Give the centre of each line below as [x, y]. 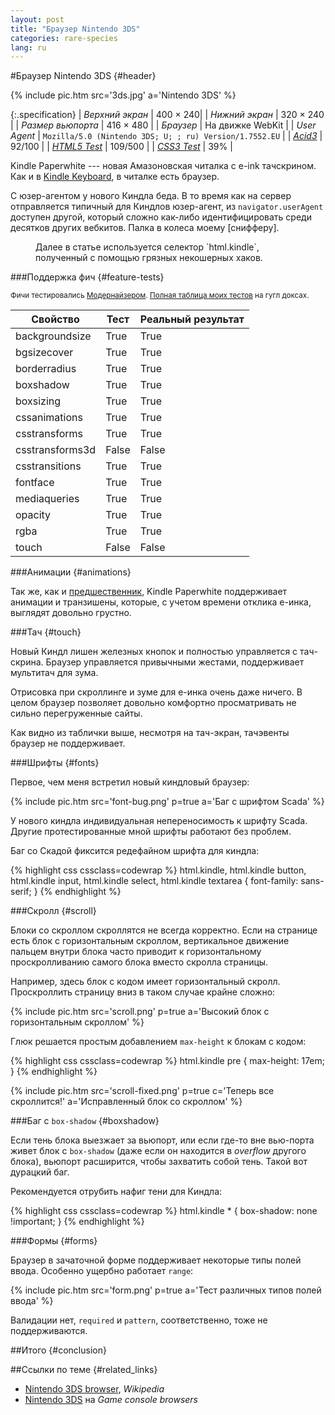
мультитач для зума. [54, 673]
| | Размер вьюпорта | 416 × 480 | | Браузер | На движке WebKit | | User [163, 125]
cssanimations [49, 418]
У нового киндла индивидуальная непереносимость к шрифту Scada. [159, 821]
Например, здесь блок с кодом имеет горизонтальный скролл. [145, 982]
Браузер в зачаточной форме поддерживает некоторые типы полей [156, 1260]
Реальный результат [192, 319]
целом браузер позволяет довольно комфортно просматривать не [153, 703]
